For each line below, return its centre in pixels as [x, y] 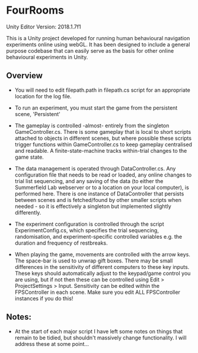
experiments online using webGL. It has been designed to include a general [98, 44]
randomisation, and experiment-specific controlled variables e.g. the [98, 236]
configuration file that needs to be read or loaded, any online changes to [103, 175]
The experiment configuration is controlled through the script [89, 224]
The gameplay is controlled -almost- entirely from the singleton [92, 126]
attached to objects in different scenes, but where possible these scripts [103, 138]
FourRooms [35, 10]
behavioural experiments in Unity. [47, 57]
